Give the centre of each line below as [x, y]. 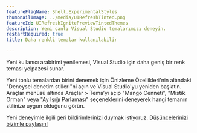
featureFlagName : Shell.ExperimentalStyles [62, 12]
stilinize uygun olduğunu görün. [46, 106]
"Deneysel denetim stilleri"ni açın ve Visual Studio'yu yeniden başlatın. [94, 87]
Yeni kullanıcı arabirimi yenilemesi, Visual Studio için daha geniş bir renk [96, 62]
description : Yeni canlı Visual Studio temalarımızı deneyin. [86, 29]
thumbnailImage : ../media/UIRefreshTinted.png [66, 17]
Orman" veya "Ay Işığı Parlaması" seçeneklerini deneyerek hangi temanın [97, 99]
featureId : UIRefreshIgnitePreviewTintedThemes [67, 23]
